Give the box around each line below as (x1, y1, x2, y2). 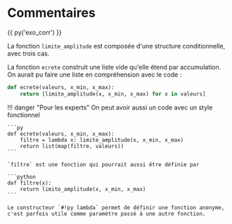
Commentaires (7, 5, 96, 21)
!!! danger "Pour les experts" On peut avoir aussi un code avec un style (7, 103, 213, 112)
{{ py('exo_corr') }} (7, 28, 62, 37)
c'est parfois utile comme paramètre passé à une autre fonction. (7, 210, 206, 217)
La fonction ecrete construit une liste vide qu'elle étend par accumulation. (7, 62, 221, 71)
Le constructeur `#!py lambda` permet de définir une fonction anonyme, (7, 204, 225, 211)
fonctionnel (7, 110, 40, 119)
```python (7, 173, 37, 180)
